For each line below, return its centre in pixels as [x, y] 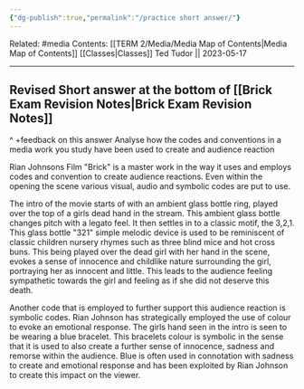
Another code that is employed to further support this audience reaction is [148, 308]
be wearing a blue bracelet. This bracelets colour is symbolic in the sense [147, 337]
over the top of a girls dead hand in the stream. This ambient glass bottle [145, 213]
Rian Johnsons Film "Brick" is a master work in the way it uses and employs [151, 167]
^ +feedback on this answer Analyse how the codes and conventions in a [146, 140]
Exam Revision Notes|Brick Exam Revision [131, 104]
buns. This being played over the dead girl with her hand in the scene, [140, 252]
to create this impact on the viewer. [75, 375]
